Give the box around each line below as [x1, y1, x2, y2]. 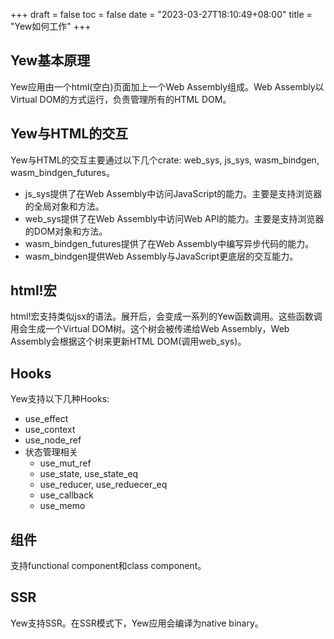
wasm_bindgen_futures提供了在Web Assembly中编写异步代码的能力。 [24, 237, 315, 249]
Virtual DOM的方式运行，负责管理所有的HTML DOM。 [10, 93, 232, 105]
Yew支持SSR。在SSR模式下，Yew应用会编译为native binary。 [10, 617, 264, 629]
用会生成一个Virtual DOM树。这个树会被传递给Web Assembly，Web [10, 323, 290, 335]
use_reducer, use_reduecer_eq [39, 479, 168, 491]
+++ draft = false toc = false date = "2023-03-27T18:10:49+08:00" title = [10, 9, 313, 20]
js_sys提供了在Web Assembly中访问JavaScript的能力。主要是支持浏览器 [24, 187, 323, 199]
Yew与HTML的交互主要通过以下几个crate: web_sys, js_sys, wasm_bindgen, [10, 154, 320, 166]
